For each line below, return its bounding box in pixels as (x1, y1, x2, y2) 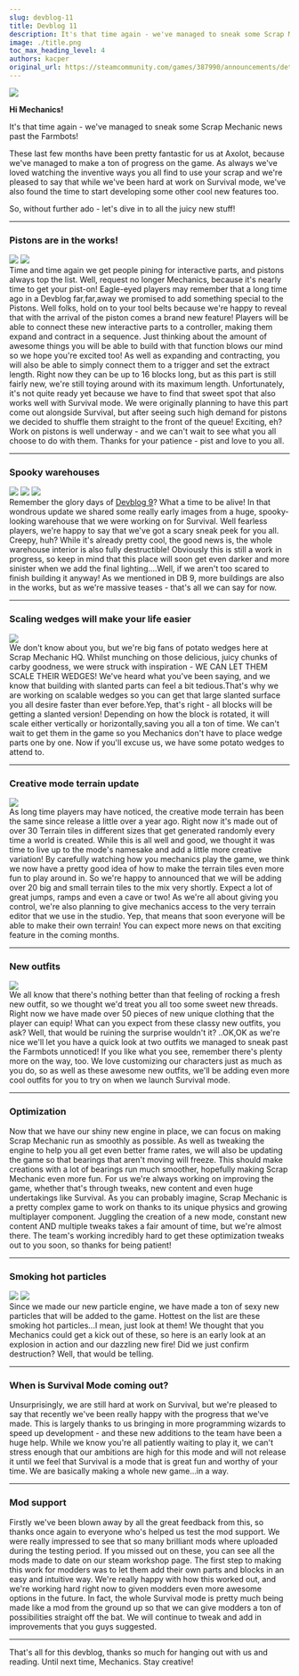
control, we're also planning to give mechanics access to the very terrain (9, 901, 276, 912)
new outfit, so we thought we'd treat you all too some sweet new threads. (9, 999, 279, 1009)
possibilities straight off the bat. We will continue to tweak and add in (9, 1612, 263, 1622)
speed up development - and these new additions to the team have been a (9, 1428, 282, 1439)
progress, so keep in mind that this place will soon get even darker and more (9, 554, 290, 565)
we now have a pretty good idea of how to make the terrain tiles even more (9, 863, 285, 875)
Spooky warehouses (9, 466, 101, 478)
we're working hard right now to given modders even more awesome (9, 1583, 263, 1594)
